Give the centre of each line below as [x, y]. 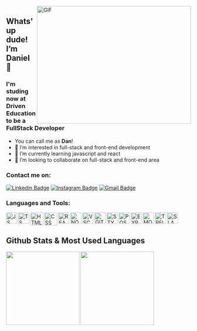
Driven [16, 106]
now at [16, 99]
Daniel [18, 58]
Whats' [20, 21]
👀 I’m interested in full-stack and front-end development [82, 147]
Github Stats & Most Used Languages [76, 240]
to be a [16, 121]
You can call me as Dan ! [44, 141]
